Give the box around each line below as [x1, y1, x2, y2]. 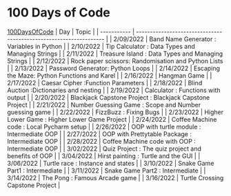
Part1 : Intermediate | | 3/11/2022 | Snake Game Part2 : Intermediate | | [7, 166, 206, 175]
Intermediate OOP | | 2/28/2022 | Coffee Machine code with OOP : [7, 137, 197, 145]
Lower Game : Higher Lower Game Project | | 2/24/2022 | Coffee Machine [7, 115, 217, 123]
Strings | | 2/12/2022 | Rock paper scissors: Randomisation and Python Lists [7, 56, 223, 65]
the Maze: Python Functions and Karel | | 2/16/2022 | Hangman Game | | [7, 71, 212, 80]
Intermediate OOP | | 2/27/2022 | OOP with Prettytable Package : [7, 129, 192, 138]
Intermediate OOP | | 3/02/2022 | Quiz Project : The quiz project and [7, 144, 202, 153]
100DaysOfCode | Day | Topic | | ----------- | [7, 28, 135, 36]
